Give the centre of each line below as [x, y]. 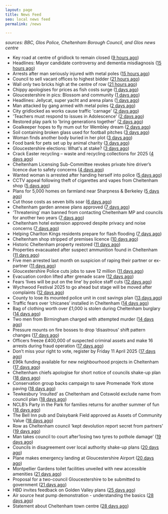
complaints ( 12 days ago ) [38, 292]
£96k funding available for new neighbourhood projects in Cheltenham [86, 362]
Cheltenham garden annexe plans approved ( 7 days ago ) [71, 207]
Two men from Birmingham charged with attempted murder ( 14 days [83, 319]
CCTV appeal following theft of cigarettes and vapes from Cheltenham [85, 180]
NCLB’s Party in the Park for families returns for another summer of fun [86, 404]
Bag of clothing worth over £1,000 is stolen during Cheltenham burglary [86, 309]
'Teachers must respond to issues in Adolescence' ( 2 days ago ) [78, 117]
